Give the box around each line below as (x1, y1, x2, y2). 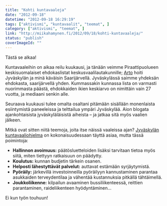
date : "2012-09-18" (5, 12, 46, 17)
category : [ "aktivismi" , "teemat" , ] (5, 26, 85, 31)
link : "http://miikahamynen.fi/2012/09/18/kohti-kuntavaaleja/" (5, 31, 143, 36)
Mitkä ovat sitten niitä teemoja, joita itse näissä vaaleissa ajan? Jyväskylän (5, 127, 159, 133)
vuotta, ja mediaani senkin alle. (5, 91, 70, 97)
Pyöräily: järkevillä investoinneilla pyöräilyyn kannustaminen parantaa (12, 169, 158, 175)
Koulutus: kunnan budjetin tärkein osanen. (12, 158, 102, 164)
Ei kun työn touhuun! (5, 194, 48, 200)
